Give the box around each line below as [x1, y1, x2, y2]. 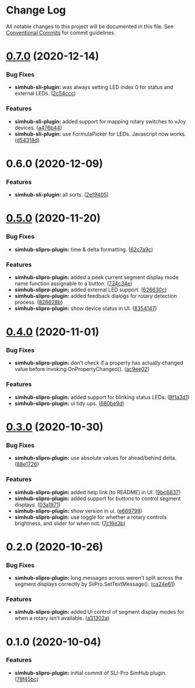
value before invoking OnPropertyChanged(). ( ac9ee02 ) [14, 366, 150, 373]
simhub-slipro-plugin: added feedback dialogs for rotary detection [14, 292, 177, 299]
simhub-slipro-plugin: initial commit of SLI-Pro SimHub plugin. [14, 669, 167, 676]
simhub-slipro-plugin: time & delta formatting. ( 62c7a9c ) [14, 246, 154, 253]
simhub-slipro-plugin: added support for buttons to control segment [14, 495, 181, 502]
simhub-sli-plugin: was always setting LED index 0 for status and [14, 84, 173, 91]
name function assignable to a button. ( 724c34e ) [14, 280, 133, 287]
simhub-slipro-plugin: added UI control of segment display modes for [14, 608, 184, 615]
